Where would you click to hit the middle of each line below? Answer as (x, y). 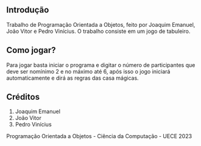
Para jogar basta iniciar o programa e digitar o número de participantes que (101, 65)
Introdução (28, 10)
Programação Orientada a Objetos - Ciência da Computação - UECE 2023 (99, 136)
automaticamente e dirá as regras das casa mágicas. (72, 78)
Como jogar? (31, 50)
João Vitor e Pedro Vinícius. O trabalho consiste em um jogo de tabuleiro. (98, 31)
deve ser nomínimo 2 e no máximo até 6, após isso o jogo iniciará (88, 71)
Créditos (23, 97)
